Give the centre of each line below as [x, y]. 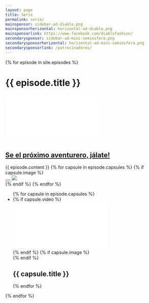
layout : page [19, 10]
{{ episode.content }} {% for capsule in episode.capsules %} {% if [74, 167]
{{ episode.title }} [43, 83]
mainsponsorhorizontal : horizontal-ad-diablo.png [59, 29]
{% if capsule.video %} [37, 199]
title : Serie [19, 15]
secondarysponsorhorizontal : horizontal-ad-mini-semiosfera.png [75, 43]
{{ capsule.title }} [41, 274]
